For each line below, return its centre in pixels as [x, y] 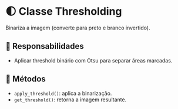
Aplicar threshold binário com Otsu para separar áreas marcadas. [93, 60]
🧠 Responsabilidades [45, 46]
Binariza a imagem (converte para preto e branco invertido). [78, 28]
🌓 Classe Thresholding [64, 11]
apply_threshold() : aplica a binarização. [63, 93]
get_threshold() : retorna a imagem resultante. [70, 100]
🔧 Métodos [26, 79]
